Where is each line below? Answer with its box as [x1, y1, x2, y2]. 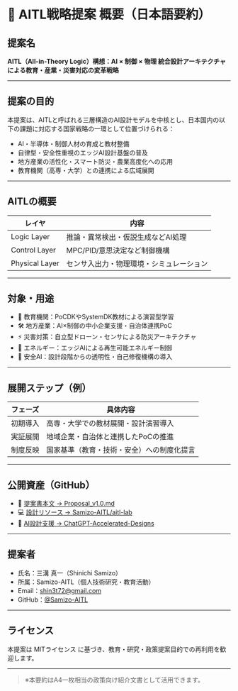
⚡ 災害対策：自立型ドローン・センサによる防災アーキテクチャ [17, 333, 197, 341]
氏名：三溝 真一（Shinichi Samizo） [17, 568, 123, 577]
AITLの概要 [7, 196, 57, 208]
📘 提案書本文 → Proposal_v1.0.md [17, 499, 115, 508]
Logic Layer [11, 231, 50, 241]
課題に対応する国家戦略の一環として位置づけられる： [19, 124, 175, 133]
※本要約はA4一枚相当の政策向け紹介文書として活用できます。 [24, 675, 204, 684]
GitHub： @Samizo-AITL [17, 595, 89, 604]
